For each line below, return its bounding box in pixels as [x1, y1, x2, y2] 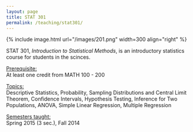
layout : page [6, 8, 38, 15]
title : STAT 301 [6, 14, 46, 20]
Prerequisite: [6, 65, 37, 72]
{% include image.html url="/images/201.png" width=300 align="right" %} [6, 36, 187, 43]
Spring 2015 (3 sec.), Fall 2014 [6, 120, 80, 127]
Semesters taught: [6, 113, 51, 120]
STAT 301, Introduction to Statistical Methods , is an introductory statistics [6, 47, 185, 54]
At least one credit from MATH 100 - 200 [6, 72, 105, 79]
